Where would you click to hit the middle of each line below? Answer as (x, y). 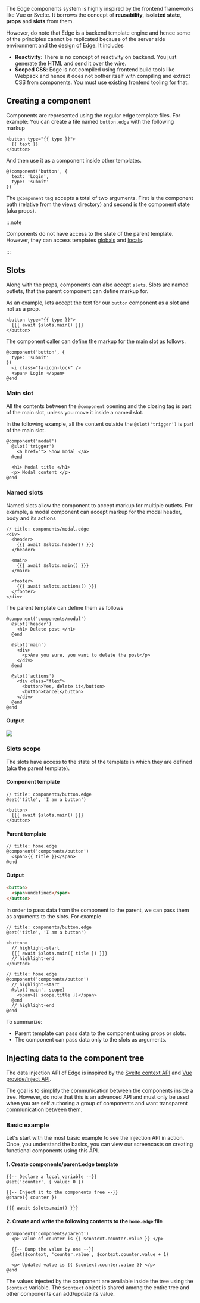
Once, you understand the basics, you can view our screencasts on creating (100, 1144)
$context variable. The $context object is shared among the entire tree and (98, 1288)
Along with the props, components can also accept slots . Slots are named (97, 285)
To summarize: (24, 1021)
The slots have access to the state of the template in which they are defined (99, 762)
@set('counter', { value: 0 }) (45, 1182)
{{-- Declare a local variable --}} (51, 1177)
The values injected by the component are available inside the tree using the (100, 1281)
